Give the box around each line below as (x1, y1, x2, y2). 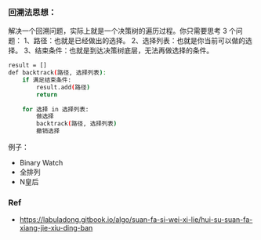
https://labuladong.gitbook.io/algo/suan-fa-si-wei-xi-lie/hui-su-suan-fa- (19, 215, 253, 224)
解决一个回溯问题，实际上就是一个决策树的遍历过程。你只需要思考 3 (8, 26, 227, 36)
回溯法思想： (8, 6, 57, 17)
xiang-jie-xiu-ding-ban (19, 224, 93, 233)
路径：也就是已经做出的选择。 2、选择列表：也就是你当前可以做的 (33, 36, 246, 45)
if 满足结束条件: (22, 76, 72, 84)
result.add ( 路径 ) (36, 83, 91, 91)
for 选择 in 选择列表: (22, 105, 89, 113)
